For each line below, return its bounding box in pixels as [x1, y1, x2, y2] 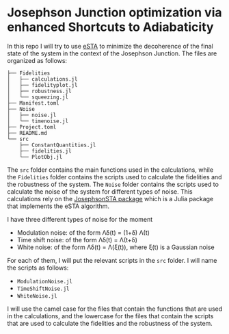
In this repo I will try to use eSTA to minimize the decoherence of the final [7, 42, 213, 50]
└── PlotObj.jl [19, 153, 63, 160]
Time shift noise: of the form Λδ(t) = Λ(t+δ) [16, 235, 138, 244]
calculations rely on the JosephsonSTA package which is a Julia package [7, 194, 214, 203]
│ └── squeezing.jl [7, 94, 69, 101]
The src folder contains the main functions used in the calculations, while [7, 166, 214, 174]
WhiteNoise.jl [16, 292, 57, 299]
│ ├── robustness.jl [7, 88, 72, 94]
